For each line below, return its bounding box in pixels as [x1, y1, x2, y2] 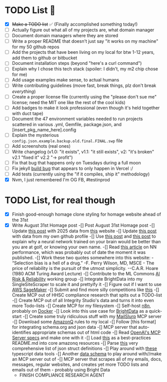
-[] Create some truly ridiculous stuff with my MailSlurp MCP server [22, 314, 162, 320]
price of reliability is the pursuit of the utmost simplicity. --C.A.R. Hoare [11, 265, 158, 271]
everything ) [11, 88, 36, 94]
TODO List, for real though [4, 195, 115, 206]
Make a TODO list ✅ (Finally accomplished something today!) [11, 21, 138, 27]
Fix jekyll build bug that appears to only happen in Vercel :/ [11, 165, 133, 171]
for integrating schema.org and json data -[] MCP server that [11, 324, 137, 330]
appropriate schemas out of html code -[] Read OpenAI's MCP [32, 329, 161, 336]
